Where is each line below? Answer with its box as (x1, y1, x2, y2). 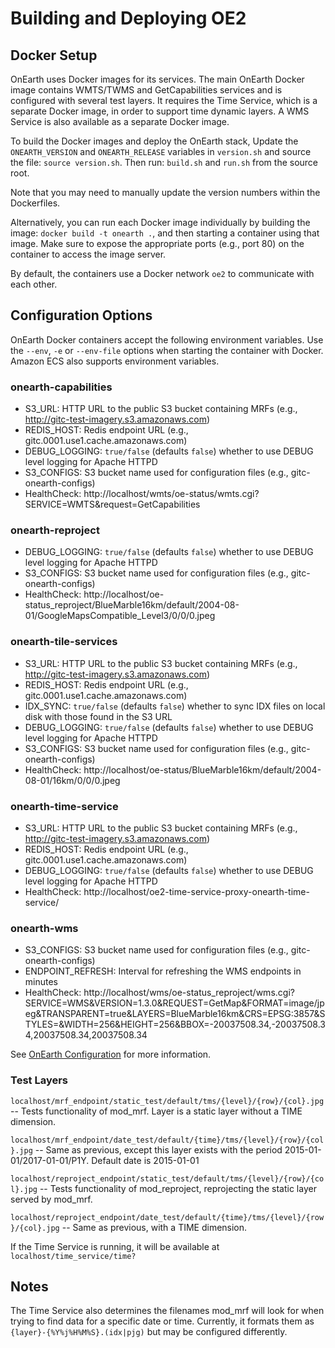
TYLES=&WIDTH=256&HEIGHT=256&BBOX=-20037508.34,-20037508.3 (24, 1018, 326, 1031)
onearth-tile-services (10, 635, 118, 649)
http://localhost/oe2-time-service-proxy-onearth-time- (83, 886, 310, 897)
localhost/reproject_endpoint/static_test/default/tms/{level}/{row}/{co (10, 1173, 325, 1184)
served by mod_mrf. (10, 1193, 93, 1205)
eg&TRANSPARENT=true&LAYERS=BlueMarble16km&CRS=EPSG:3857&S (24, 1008, 326, 1020)
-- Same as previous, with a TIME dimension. (61, 1221, 248, 1233)
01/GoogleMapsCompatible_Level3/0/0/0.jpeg (24, 610, 216, 622)
